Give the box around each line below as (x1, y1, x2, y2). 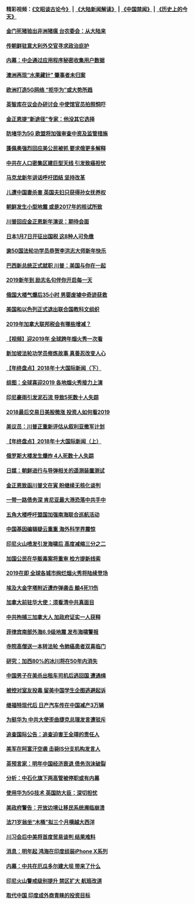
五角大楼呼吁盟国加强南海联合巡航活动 (6, 511, 99, 518)
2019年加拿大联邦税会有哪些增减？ (6, 320, 92, 328)
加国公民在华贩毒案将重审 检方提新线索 (6, 555, 101, 562)
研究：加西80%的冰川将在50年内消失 (6, 657, 98, 664)
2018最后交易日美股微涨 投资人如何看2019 (6, 408, 111, 416)
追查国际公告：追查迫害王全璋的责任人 (6, 731, 99, 738)
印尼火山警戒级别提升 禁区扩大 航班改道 (6, 877, 102, 884)
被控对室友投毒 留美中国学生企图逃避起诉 (6, 687, 106, 694)
